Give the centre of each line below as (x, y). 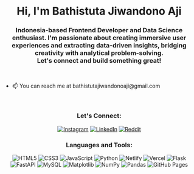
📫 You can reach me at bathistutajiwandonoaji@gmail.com (86, 86)
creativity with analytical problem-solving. (99, 53)
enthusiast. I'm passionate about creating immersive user (99, 38)
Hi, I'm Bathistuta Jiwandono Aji (99, 11)
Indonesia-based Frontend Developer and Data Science (99, 30)
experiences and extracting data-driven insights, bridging (99, 46)
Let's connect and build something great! (99, 61)
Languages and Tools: (99, 145)
